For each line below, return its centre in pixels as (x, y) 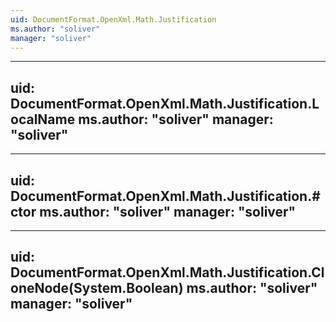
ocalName (43, 119)
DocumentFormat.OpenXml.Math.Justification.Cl (167, 272)
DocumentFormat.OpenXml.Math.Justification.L (165, 103)
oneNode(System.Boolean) (97, 288)
